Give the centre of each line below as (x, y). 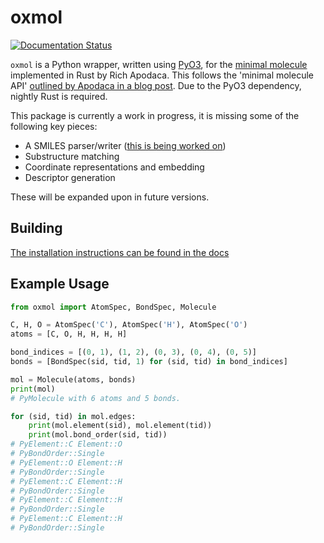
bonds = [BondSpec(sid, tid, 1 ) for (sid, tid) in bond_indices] (149, 362)
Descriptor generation (70, 177)
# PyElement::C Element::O (66, 444)
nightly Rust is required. (59, 96)
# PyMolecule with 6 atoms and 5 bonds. (96, 398)
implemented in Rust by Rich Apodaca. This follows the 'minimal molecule (162, 75)
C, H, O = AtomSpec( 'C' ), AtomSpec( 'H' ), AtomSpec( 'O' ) (129, 325)
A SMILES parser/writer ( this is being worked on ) (125, 145)
